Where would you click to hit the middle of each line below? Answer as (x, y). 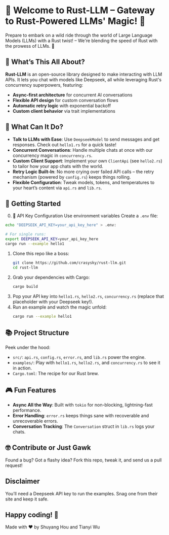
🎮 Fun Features (31, 390)
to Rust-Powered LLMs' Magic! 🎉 (75, 21)
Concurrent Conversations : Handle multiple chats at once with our (83, 150)
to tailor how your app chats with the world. (58, 166)
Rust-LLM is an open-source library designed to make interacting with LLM (84, 74)
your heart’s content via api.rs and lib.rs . (57, 188)
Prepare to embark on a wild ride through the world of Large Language (79, 35)
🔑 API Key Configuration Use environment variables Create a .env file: (85, 216)
